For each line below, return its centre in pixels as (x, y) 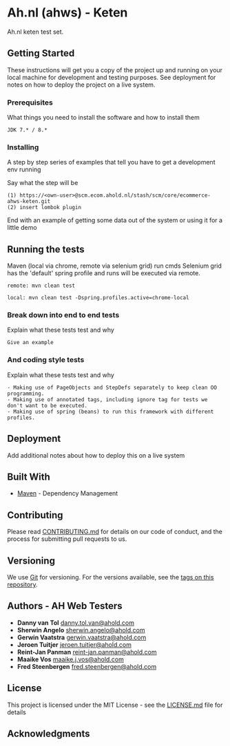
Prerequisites (30, 103)
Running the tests (46, 249)
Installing (23, 147)
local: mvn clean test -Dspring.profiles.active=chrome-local (98, 298)
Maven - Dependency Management (67, 493)
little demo (22, 228)
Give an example (30, 343)
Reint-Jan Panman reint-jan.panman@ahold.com (87, 652)
